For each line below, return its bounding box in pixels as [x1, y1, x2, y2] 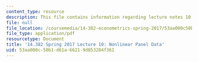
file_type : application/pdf [6, 31, 75, 37]
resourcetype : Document [6, 36, 65, 42]
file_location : [6, 25, 44, 31]
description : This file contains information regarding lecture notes [6, 14, 183, 20]
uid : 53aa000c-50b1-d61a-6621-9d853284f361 [6, 47, 115, 53]
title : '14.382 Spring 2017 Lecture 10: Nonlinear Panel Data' [6, 42, 165, 48]
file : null [6, 19, 33, 25]
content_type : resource [6, 8, 65, 15]
